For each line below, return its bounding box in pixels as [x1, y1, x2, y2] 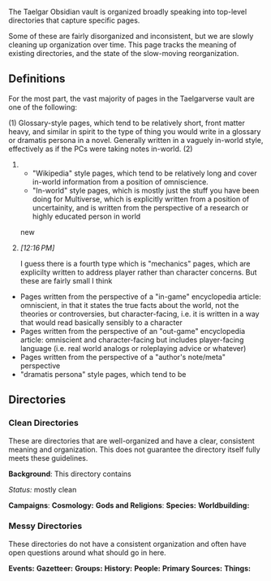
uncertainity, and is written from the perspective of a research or [32, 202, 249, 212]
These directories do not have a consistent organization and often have [8, 539, 247, 548]
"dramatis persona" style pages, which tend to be [19, 369, 187, 379]
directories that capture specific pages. [8, 15, 140, 25]
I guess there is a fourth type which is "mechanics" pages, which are [19, 258, 251, 268]
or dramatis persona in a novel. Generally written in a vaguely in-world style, [8, 135, 264, 145]
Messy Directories [8, 520, 83, 531]
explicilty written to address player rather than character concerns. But [19, 267, 257, 277]
